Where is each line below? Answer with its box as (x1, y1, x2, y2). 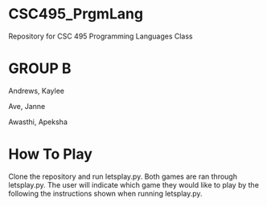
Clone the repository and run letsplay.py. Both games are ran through (8, 172, 237, 181)
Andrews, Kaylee (8, 86, 64, 95)
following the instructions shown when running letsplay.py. (8, 188, 203, 198)
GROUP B (8, 59, 72, 78)
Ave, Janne (8, 101, 46, 111)
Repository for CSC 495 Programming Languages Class (8, 31, 193, 41)
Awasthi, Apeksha (8, 117, 68, 127)
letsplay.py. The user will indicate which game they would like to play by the (8, 180, 260, 189)
